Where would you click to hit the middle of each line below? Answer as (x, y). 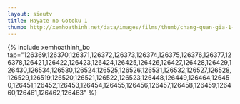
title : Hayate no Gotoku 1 (47, 21)
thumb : (17, 27)
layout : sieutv (30, 14)
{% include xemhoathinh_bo (49, 48)
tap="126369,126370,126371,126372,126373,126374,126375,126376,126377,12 (120, 55)
